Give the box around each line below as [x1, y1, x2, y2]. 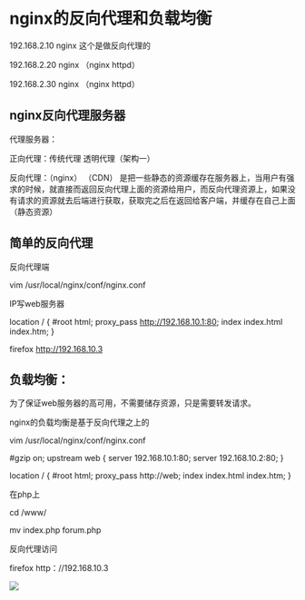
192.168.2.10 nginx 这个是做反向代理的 [9, 40, 152, 51]
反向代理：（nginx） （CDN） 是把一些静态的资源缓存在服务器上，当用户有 [9, 172, 287, 182]
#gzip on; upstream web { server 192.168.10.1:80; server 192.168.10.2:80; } [9, 453, 284, 464]
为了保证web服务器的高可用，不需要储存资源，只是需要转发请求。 [9, 398, 256, 408]
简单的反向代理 [9, 235, 93, 251]
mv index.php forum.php [9, 525, 102, 536]
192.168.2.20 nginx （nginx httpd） [9, 59, 141, 70]
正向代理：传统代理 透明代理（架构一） [9, 152, 155, 163]
